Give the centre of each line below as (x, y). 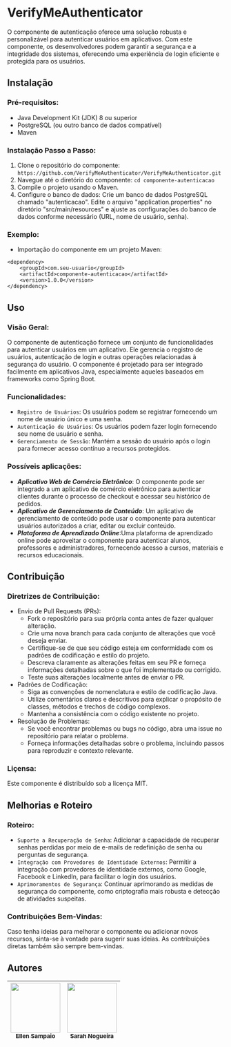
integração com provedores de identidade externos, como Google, (112, 870)
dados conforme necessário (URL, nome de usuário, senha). (103, 216)
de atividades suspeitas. (52, 899)
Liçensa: (22, 769)
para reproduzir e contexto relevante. (80, 751)
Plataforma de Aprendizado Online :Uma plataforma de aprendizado (115, 532)
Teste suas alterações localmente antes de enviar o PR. (106, 678)
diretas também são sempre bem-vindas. (66, 946)
